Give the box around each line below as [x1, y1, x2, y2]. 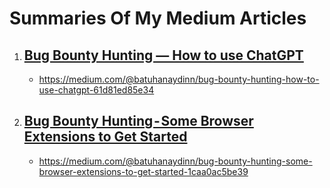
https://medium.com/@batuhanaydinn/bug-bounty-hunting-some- [38, 155, 313, 167]
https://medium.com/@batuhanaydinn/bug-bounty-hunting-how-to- [38, 73, 320, 85]
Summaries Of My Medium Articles [9, 7, 307, 30]
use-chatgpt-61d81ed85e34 [38, 84, 155, 96]
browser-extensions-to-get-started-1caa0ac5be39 [38, 165, 249, 177]
